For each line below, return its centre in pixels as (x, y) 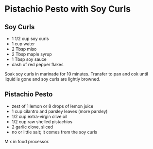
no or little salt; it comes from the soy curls (54, 132)
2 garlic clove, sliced (32, 127)
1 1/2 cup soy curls (30, 38)
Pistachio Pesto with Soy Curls (68, 9)
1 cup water (23, 44)
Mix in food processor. (27, 141)
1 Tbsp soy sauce (29, 59)
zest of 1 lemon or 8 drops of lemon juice (52, 106)
